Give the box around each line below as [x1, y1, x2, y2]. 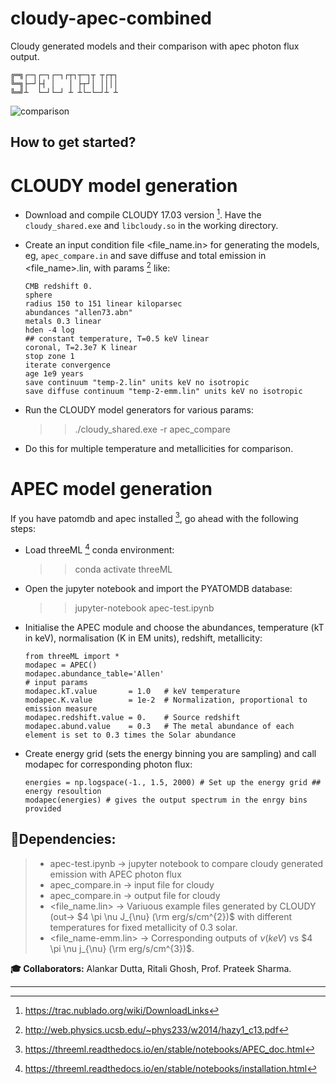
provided [24, 803, 62, 814]
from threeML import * [24, 651, 120, 661]
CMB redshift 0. [24, 281, 93, 291]
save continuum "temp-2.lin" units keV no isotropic [24, 377, 250, 387]
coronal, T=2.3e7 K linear [24, 342, 138, 352]
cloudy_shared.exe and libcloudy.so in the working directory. [24, 219, 279, 231]
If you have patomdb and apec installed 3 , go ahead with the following [10, 510, 299, 524]
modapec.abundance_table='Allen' [24, 668, 165, 679]
